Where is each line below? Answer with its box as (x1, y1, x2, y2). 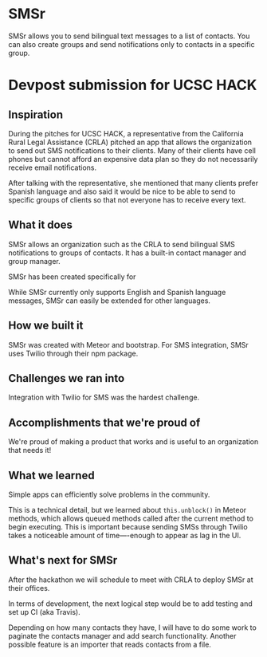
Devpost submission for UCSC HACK (8, 77, 257, 94)
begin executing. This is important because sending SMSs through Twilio (8, 522, 249, 531)
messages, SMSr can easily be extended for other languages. (8, 296, 211, 305)
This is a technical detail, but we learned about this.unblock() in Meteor (8, 506, 247, 514)
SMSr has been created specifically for (8, 272, 136, 281)
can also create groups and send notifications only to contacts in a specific (8, 39, 255, 49)
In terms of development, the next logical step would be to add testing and (8, 599, 253, 608)
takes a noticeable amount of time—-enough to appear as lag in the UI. (8, 531, 241, 540)
